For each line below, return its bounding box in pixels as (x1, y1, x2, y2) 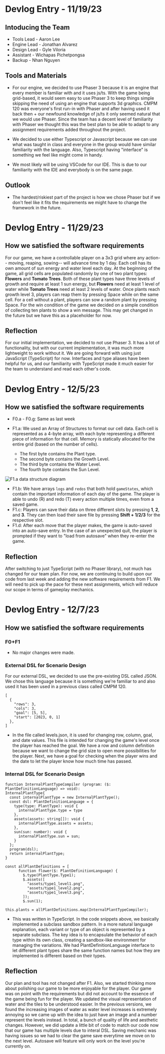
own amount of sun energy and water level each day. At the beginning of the (5, 265, 161, 271)
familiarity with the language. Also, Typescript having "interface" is (12, 147, 148, 153)
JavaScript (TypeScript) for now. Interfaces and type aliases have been (5, 356, 149, 362)
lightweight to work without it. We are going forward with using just (5, 350, 141, 356)
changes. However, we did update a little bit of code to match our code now (5, 1022, 159, 1028)
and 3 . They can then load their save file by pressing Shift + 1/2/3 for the (12, 512, 161, 518)
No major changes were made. (12, 649, 75, 655)
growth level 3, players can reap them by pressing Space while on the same (5, 291, 159, 297)
